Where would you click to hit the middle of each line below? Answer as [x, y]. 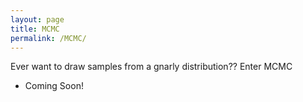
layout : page [37, 19]
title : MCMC [35, 29]
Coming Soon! [54, 86]
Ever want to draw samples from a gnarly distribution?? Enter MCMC [151, 67]
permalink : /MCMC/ [48, 38]
